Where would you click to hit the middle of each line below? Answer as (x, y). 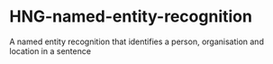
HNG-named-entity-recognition (131, 17)
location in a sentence (50, 50)
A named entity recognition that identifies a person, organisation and (136, 41)
